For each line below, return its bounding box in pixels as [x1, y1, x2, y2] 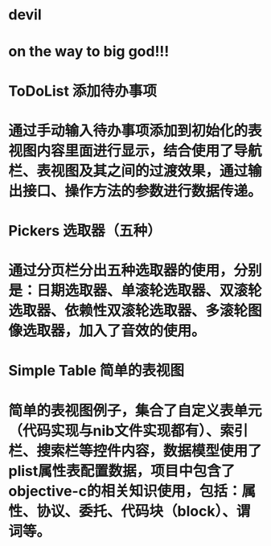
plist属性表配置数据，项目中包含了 [8, 462, 236, 480]
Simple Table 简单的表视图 [8, 362, 185, 380]
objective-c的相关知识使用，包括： [8, 482, 242, 500]
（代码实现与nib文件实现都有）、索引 [8, 421, 248, 440]
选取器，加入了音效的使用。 [23, 322, 207, 340]
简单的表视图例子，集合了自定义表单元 [8, 401, 263, 420]
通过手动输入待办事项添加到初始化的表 [8, 121, 263, 140]
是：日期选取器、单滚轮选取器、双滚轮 [8, 281, 263, 300]
